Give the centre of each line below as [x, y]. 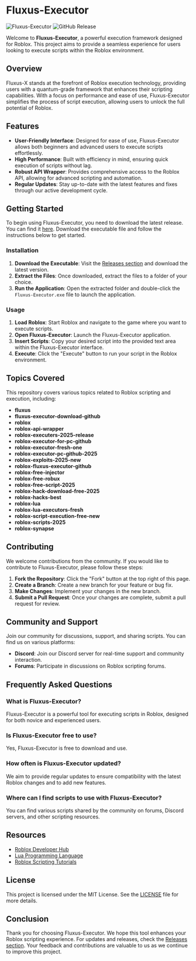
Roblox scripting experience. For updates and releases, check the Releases [97, 939]
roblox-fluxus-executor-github [53, 466]
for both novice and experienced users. [54, 720]
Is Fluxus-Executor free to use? [51, 736]
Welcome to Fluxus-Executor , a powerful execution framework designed [94, 38]
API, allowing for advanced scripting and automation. [78, 178]
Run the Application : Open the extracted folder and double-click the [97, 288]
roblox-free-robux [37, 478]
